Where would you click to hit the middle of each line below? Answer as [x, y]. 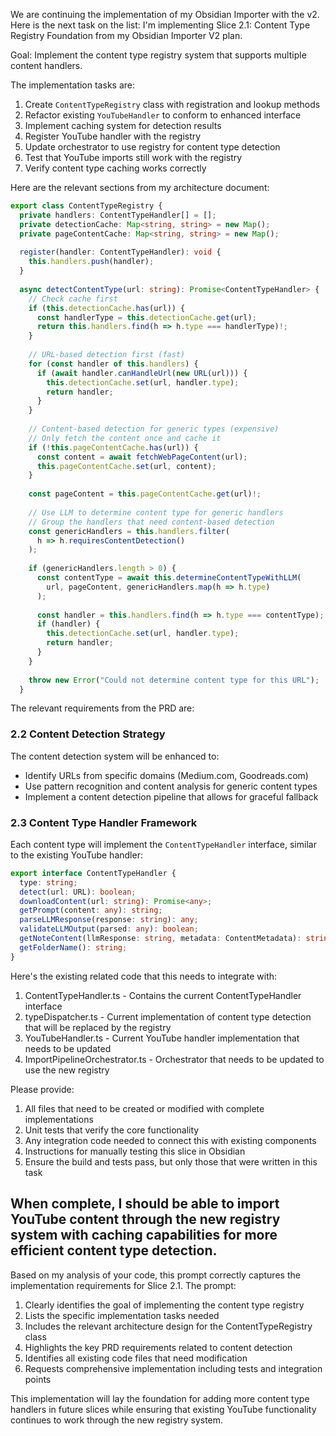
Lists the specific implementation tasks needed [122, 1315]
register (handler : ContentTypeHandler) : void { [120, 252]
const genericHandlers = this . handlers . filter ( [129, 531]
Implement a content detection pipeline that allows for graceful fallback [171, 796]
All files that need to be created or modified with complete [144, 1108]
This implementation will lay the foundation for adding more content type [160, 1398]
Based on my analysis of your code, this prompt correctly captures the [155, 1275]
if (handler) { [68, 624]
